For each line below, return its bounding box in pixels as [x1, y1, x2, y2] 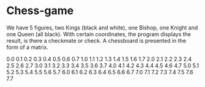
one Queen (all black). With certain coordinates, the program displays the [6, 30, 192, 37]
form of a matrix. [6, 43, 49, 51]
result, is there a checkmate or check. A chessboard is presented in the [6, 37, 187, 44]
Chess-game [6, 4, 74, 18]
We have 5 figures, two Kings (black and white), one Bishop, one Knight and [6, 24, 198, 31]
